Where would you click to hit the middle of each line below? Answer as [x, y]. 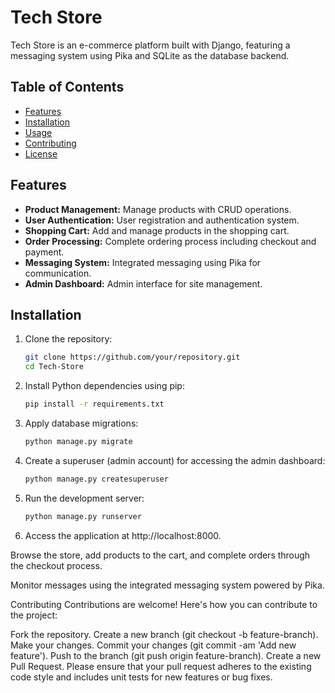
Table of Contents [67, 87]
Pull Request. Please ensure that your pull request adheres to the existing [161, 666]
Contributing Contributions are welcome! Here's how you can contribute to [164, 604]
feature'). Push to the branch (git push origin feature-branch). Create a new [166, 655]
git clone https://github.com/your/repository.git [132, 357]
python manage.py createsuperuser [96, 479]
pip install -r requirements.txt [94, 404]
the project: [34, 615]
